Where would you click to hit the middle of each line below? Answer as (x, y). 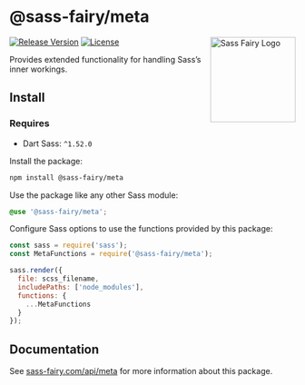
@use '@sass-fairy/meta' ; (58, 212)
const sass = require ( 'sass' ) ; (69, 246)
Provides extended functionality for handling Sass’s (105, 59)
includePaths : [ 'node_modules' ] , (81, 287)
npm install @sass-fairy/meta (67, 178)
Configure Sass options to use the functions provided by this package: (141, 229)
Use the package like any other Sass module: (94, 195)
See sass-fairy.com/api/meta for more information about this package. (141, 371)
